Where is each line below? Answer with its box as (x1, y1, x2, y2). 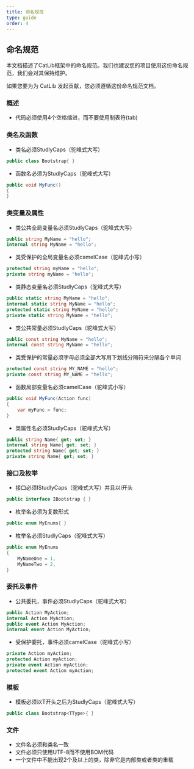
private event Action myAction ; (6, 662, 88, 668)
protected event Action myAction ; (6, 667, 95, 674)
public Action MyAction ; (6, 609, 70, 616)
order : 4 (6, 20, 29, 26)
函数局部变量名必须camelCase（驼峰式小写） (15, 384, 129, 391)
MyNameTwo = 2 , (17, 561, 56, 567)
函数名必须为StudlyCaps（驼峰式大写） (15, 170, 114, 177)
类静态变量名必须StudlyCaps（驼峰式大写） (15, 283, 125, 290)
